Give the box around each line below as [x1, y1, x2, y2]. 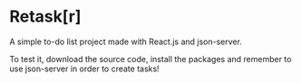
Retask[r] [9, 6, 82, 27]
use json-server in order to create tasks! [9, 63, 160, 74]
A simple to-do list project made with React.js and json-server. [9, 36, 243, 47]
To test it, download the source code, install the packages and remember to [9, 53, 292, 64]
